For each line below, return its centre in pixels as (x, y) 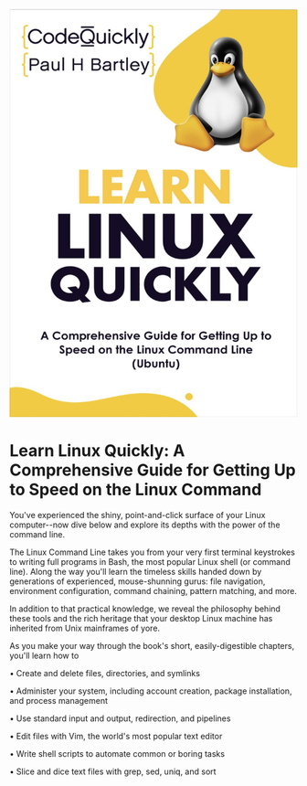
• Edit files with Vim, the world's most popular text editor (116, 736)
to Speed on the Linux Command (136, 490)
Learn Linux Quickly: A (97, 451)
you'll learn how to (44, 655)
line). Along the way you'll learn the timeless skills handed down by (136, 571)
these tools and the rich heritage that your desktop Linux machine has (141, 618)
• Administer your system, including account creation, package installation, (151, 691)
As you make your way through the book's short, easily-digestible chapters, (152, 645)
